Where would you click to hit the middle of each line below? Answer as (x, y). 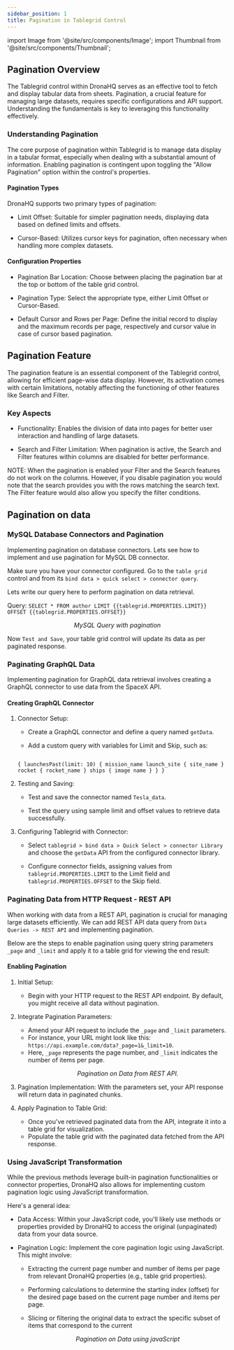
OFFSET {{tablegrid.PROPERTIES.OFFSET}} (67, 612)
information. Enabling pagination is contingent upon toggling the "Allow (109, 164)
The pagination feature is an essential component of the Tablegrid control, (114, 372)
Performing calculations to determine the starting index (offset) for (123, 1290)
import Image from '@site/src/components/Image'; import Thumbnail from (114, 40)
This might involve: (44, 1255)
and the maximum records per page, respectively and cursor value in (117, 327)
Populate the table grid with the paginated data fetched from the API (126, 1136)
